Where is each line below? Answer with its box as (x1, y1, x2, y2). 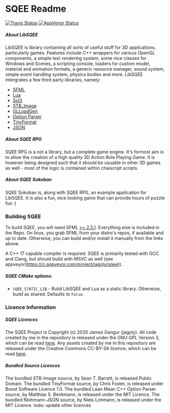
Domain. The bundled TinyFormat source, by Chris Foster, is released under (5, 380, 164, 387)
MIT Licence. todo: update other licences (5, 402, 91, 408)
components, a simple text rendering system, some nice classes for (5, 55, 147, 61)
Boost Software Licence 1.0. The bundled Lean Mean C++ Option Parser (5, 386, 156, 392)
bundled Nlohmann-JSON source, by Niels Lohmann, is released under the (5, 397, 161, 403)
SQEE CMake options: (5, 273, 53, 279)
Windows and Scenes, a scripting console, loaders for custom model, (5, 60, 151, 67)
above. (5, 241, 20, 247)
